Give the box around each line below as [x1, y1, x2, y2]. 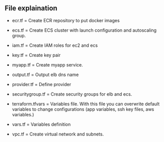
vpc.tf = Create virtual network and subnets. [12, 131, 104, 137]
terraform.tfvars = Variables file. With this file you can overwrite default [12, 101, 159, 107]
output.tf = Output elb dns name [12, 72, 79, 78]
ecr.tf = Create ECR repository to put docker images [12, 17, 120, 23]
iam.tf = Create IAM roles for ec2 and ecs [12, 42, 98, 48]
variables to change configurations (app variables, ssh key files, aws [12, 106, 154, 112]
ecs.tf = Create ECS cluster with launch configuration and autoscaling [12, 27, 157, 33]
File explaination [5, 4, 57, 13]
